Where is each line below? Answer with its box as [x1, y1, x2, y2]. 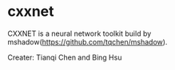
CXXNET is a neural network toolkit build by [7, 29, 152, 38]
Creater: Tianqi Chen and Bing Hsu [7, 52, 122, 62]
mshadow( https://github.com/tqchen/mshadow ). [7, 37, 168, 46]
